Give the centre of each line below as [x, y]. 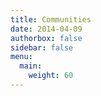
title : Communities [51, 19]
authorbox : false [46, 38]
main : [31, 66]
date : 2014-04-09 [46, 29]
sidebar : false [42, 47]
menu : [21, 57]
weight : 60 [51, 76]
